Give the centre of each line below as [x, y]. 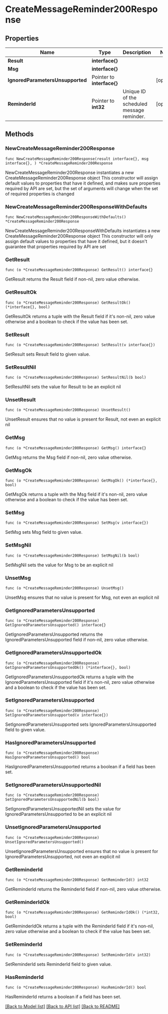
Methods [19, 134]
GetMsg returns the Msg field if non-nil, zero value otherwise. [69, 457]
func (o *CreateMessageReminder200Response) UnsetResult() [68, 410]
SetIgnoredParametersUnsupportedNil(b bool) [52, 800]
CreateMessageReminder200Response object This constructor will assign [82, 178]
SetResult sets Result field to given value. [48, 354]
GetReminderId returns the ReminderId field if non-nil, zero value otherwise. [83, 889]
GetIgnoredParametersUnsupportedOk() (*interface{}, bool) [68, 667]
